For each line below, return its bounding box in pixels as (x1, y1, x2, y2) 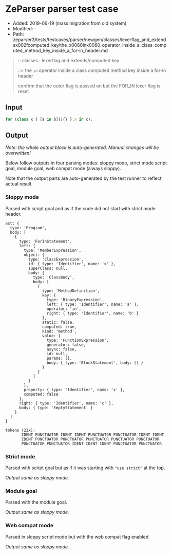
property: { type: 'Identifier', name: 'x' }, (24, 387, 125, 392)
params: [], (46, 356, 72, 361)
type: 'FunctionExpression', (46, 338, 109, 343)
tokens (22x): (5, 428, 36, 433)
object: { (24, 252, 45, 257)
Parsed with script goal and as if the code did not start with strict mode (5, 205, 156, 211)
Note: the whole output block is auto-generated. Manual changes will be (5, 144, 159, 151)
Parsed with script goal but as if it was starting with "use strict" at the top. (5, 465, 165, 471)
